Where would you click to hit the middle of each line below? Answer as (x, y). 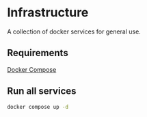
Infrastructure (48, 13)
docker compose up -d (38, 107)
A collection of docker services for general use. (74, 31)
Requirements (38, 53)
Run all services (42, 91)
